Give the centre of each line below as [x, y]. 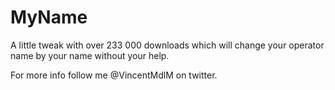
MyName [49, 17]
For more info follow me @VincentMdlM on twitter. [114, 75]
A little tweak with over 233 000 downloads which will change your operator [167, 45]
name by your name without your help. [90, 55]
